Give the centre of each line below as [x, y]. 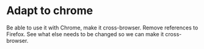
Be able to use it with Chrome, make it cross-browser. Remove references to [102, 28]
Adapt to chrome [50, 11]
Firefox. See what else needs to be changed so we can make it [85, 34]
